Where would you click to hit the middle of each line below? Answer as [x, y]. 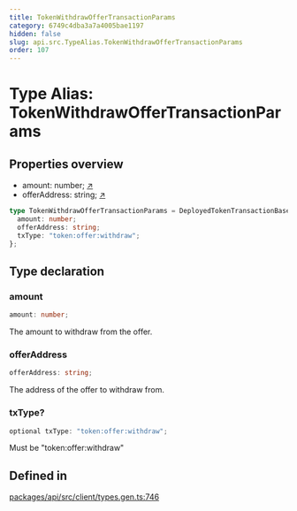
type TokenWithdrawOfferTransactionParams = [92, 211]
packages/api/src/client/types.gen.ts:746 [84, 497]
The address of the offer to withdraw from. [87, 390]
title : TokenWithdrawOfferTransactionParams [92, 17]
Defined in [38, 475]
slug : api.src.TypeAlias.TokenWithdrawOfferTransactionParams [126, 42]
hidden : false [35, 34]
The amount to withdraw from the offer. [81, 332]
